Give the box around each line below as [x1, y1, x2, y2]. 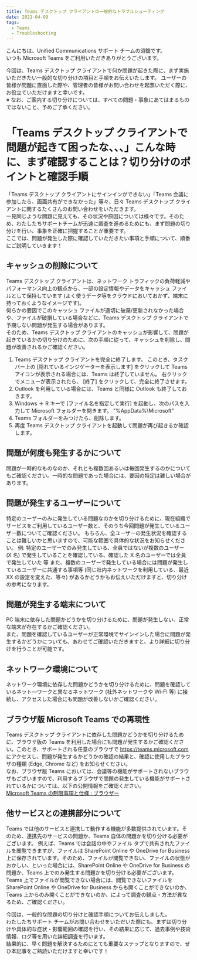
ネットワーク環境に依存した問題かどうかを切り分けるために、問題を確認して [6, 681, 191, 688]
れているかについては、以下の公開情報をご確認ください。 [6, 782, 145, 789]
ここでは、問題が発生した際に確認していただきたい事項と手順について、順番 [6, 235, 191, 242]
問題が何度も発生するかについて [6, 448, 122, 458]
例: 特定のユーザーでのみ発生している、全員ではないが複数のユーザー [17, 544, 185, 551]
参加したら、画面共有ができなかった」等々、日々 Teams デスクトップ [6, 198, 174, 205]
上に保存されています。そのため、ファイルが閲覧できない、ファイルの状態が [6, 854, 191, 862]
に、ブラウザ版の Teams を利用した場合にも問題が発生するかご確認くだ [6, 738, 179, 745]
